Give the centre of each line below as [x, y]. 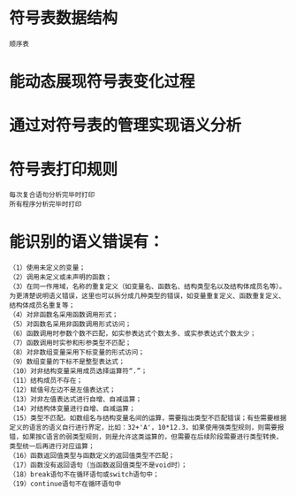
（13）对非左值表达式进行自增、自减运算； [76, 400]
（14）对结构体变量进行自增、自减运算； [72, 409]
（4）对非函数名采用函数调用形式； [64, 315]
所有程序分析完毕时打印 [46, 204]
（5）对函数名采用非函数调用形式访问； [71, 324]
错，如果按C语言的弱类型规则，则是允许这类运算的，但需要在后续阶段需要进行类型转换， [146, 437]
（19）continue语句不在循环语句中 [65, 484]
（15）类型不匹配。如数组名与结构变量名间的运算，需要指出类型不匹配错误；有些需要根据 [148, 418]
